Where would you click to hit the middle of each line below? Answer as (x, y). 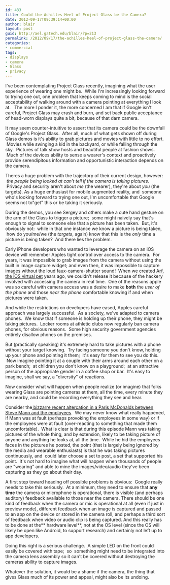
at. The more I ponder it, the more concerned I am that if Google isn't (78, 107)
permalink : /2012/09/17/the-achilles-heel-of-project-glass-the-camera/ (84, 39)
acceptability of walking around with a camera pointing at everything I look (83, 102)
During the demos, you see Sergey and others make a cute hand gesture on (84, 212)
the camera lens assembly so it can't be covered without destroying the (80, 556)
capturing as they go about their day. (44, 472)
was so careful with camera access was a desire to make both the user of (82, 287)
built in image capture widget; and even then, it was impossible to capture (82, 265)
